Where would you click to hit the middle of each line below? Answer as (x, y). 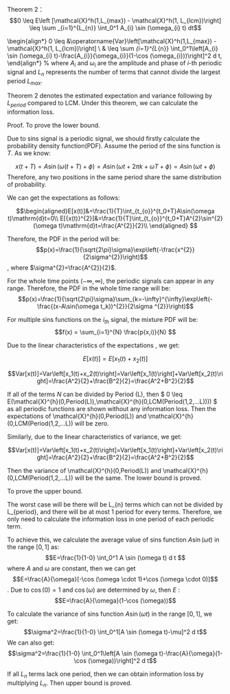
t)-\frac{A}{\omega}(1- (191, 653)
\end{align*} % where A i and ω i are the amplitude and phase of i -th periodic (115, 64)
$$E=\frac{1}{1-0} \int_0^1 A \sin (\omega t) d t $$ (115, 557)
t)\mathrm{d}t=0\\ (33, 218)
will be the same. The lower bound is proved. (138, 478)
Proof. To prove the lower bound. (54, 126)
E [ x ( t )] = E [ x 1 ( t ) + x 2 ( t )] (115, 359)
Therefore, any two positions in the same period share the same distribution (114, 177)
